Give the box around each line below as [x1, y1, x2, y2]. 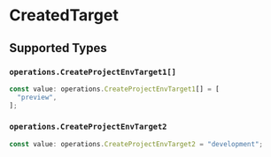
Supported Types [9, 41, 108, 56]
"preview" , [17, 93, 58, 101]
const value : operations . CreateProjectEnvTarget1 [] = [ [9, 85, 220, 93]
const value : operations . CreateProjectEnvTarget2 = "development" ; [9, 139, 264, 148]
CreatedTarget [9, 5, 120, 26]
